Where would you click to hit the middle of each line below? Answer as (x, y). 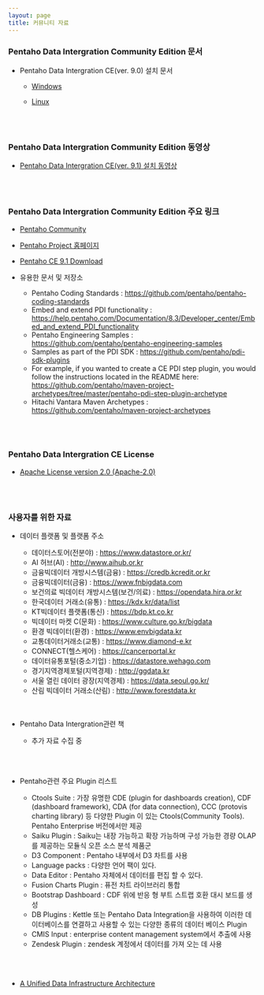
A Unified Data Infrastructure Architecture (87, 983)
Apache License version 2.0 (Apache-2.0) (87, 472)
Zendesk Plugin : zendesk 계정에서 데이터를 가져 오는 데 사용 (126, 944)
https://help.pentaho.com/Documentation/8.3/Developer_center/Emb (143, 318)
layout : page (30, 15)
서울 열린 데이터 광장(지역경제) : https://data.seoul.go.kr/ (120, 680)
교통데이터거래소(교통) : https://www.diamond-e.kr (112, 641)
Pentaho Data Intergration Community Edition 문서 (106, 52)
